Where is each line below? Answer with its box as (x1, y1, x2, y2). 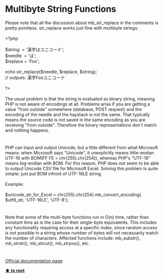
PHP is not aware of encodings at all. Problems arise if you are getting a (5, 101, 150, 107)
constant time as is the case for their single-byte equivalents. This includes (5, 219, 157, 225)
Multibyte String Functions (5, 3, 116, 15)
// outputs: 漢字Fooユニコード (5, 74, 65, 80)
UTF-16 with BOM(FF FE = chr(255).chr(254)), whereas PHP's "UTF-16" (5, 155, 151, 161)
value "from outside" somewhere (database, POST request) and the (5, 106, 142, 112)
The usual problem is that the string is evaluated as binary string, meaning (5, 96, 155, 102)
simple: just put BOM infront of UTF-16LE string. (5, 171, 102, 177)
